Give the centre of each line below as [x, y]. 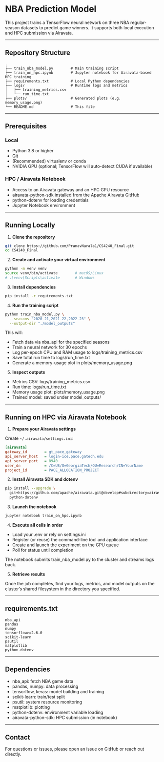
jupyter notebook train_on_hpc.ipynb [43, 516]
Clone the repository [33, 237]
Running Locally [30, 225]
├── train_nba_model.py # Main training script [62, 68]
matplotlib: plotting [31, 707]
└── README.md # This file [50, 107]
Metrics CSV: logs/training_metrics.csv [51, 382]
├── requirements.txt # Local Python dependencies [68, 81]
